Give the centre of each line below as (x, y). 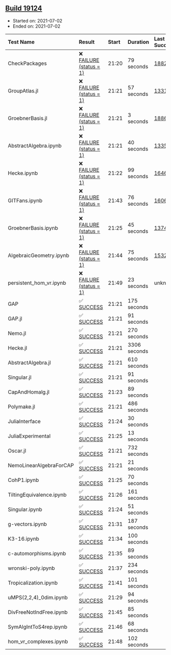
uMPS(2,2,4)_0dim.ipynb (38, 597)
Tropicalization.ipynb (33, 583)
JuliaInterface (24, 421)
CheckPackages (27, 63)
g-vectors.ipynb (27, 524)
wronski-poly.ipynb (31, 568)
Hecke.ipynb (23, 173)
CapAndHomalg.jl (29, 392)
